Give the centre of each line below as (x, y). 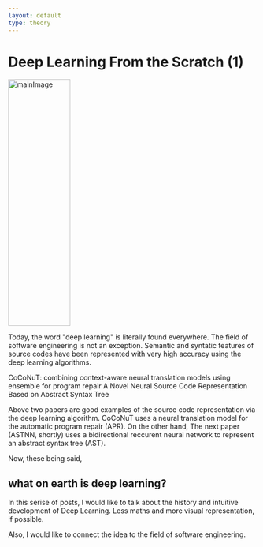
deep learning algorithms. (50, 362)
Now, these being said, (45, 459)
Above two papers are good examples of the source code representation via (132, 410)
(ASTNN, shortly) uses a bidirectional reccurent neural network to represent (131, 435)
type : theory (30, 23)
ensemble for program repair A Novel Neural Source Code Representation (128, 386)
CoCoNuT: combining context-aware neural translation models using (119, 378)
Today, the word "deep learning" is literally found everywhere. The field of (128, 337)
